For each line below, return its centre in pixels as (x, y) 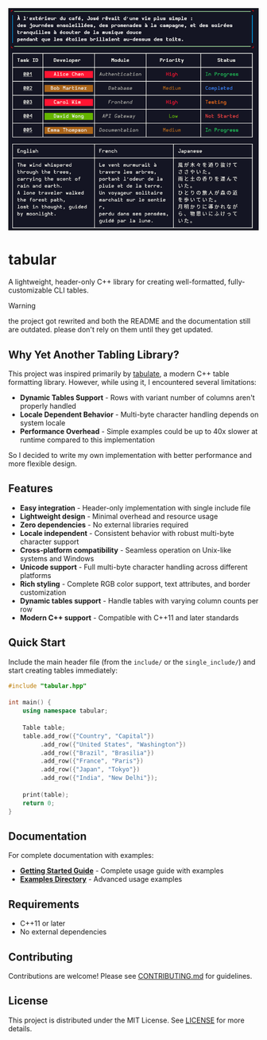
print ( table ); (46, 794)
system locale (43, 423)
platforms (35, 575)
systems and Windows (57, 558)
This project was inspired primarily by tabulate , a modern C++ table (119, 374)
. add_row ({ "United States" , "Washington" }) (113, 744)
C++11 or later (43, 924)
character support (49, 541)
